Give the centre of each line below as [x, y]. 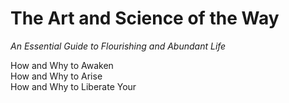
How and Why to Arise [56, 76]
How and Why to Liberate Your [73, 86]
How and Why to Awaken [62, 65]
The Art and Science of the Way [145, 18]
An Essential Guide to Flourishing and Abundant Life [118, 46]
